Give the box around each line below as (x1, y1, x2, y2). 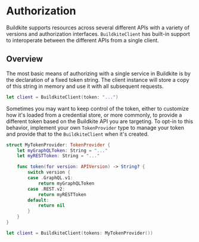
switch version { (27, 169, 70, 176)
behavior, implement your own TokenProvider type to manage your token (6, 124, 185, 131)
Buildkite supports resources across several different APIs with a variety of (6, 24, 189, 31)
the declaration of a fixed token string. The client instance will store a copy (6, 76, 189, 83)
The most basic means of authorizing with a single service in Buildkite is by (6, 70, 191, 77)
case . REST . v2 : (27, 186, 66, 192)
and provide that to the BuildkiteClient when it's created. (6, 130, 149, 137)
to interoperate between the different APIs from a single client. (6, 36, 159, 44)
